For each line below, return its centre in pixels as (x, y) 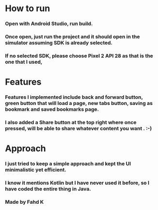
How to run (28, 9)
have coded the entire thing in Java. (48, 189)
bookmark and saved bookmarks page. (52, 109)
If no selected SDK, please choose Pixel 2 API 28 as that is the (79, 55)
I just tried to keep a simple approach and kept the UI (68, 164)
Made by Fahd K (24, 202)
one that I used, (24, 62)
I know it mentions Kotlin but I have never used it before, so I (77, 183)
